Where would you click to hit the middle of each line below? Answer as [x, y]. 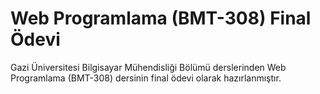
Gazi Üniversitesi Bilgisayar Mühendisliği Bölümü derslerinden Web [148, 67]
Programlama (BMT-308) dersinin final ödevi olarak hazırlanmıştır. [146, 78]
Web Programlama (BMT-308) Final [161, 18]
